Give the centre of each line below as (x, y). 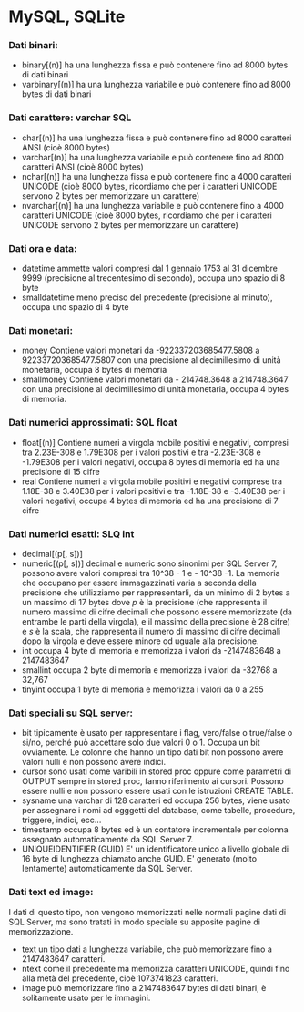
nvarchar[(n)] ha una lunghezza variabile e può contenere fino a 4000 (152, 205)
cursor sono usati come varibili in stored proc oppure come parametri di (157, 771)
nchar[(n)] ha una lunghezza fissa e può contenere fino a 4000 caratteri (157, 176)
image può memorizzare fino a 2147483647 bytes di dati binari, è (144, 987)
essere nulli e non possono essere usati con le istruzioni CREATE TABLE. (157, 791)
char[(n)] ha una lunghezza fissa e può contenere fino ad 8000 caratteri (157, 138)
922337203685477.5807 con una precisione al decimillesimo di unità (151, 360)
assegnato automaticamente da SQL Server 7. (107, 840)
